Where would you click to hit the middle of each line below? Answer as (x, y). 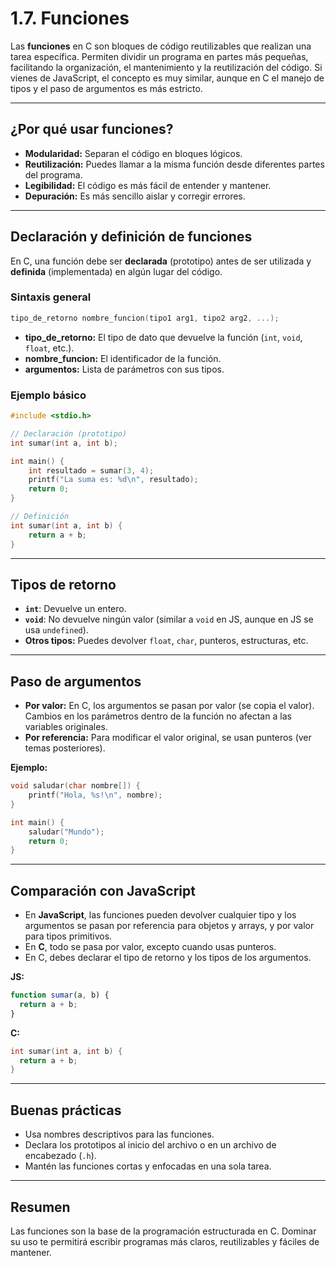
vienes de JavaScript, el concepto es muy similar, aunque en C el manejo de (167, 78)
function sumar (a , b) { (60, 995)
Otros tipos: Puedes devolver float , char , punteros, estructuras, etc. (166, 641)
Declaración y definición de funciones (131, 237)
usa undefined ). (56, 630)
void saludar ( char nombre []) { (75, 786)
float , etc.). (49, 348)
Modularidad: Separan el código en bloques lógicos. (133, 153)
